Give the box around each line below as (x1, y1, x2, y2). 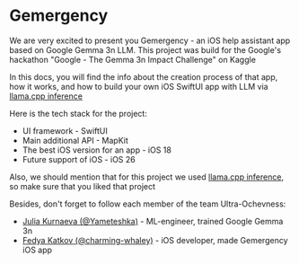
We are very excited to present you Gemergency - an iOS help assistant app (9, 35, 291, 46)
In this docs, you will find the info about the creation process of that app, (9, 71, 278, 82)
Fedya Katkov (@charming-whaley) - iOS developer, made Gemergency (22, 234, 289, 245)
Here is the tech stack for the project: (9, 108, 148, 119)
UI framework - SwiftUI (22, 125, 108, 136)
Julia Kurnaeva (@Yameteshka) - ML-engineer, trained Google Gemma (22, 216, 284, 226)
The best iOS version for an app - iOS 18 (22, 145, 172, 155)
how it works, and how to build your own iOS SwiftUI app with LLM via (9, 81, 268, 92)
